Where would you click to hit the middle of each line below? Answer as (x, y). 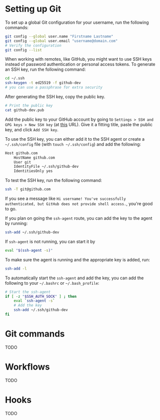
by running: (16, 224)
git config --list (23, 50)
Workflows (27, 367)
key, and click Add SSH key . (32, 129)
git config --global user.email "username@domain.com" (61, 41)
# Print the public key (29, 106)
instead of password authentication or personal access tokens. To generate (80, 65)
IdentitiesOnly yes (33, 171)
